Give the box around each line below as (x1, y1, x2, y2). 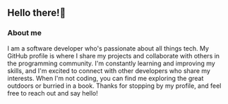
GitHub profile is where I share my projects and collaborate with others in (7, 51, 220, 60)
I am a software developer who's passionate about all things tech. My (7, 44, 210, 53)
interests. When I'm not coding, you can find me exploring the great (7, 74, 204, 82)
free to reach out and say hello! (7, 89, 98, 97)
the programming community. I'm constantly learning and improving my (7, 59, 215, 67)
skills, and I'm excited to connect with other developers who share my (7, 66, 210, 74)
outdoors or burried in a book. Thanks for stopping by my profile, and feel (7, 82, 222, 90)
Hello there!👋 (7, 7, 66, 19)
